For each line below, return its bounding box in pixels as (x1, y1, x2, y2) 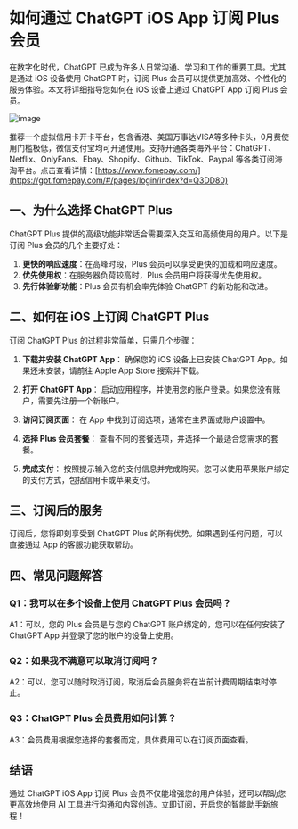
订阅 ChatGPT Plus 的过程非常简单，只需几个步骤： (9, 335, 197, 345)
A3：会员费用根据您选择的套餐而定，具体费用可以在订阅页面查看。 (9, 734, 254, 745)
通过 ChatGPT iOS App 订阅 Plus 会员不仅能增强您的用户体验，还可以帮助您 (9, 788, 286, 799)
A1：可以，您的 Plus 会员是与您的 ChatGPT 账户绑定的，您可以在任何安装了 (9, 619, 286, 630)
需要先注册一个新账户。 (37, 394, 125, 406)
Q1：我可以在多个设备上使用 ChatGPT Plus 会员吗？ (9, 597, 232, 609)
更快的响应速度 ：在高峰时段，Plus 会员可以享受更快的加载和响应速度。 (21, 258, 282, 269)
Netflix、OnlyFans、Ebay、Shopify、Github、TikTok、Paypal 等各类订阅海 (9, 153, 283, 164)
